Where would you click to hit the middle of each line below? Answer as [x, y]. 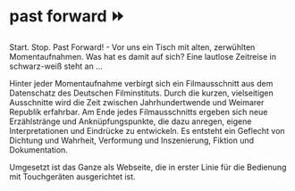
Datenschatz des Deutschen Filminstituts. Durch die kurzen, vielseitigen [142, 93]
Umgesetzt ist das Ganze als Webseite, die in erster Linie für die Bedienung [148, 167]
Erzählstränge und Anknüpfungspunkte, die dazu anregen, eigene [131, 121]
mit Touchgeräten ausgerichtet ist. [72, 176]
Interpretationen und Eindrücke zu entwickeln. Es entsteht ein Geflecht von [147, 130]
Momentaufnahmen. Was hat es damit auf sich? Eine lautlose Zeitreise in [143, 56]
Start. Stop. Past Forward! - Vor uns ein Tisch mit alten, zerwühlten [132, 47]
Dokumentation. [39, 149]
